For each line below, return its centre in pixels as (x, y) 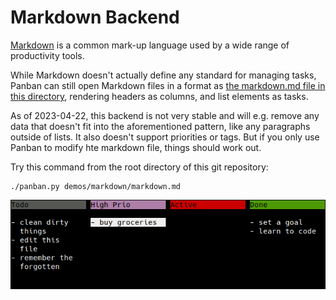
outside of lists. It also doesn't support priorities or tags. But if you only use (165, 137)
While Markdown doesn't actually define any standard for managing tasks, (163, 75)
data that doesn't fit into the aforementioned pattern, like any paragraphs (160, 126)
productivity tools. (47, 55)
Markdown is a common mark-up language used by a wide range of (150, 45)
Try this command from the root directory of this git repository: (139, 167)
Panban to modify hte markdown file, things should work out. (136, 147)
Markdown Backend (95, 17)
